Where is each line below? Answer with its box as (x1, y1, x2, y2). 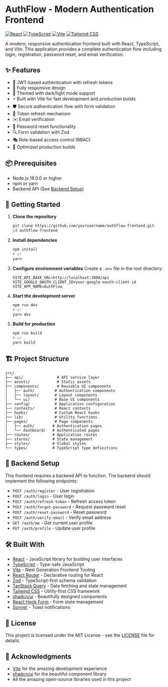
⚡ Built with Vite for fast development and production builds (12, 96, 136, 102)
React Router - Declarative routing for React (12, 572, 103, 578)
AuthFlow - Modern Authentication (5, 4, 154, 15)
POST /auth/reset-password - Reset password (12, 509, 107, 515)
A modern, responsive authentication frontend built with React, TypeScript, (5, 40, 160, 46)
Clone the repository (12, 214, 57, 220)
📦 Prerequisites (5, 159, 57, 168)
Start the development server (12, 293, 76, 299)
